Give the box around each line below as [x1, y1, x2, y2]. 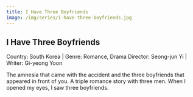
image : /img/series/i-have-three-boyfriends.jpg [6, 15, 132, 21]
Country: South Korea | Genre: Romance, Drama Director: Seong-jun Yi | [6, 53, 188, 61]
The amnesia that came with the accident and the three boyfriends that [6, 71, 184, 79]
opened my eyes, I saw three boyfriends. [6, 84, 109, 92]
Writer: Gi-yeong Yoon [6, 59, 63, 67]
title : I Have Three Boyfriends [6, 8, 88, 15]
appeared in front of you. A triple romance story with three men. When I [6, 78, 186, 85]
